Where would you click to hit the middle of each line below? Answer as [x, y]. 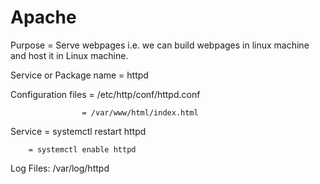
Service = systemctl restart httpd [78, 131]
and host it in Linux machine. [69, 55]
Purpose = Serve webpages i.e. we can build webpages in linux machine [160, 45]
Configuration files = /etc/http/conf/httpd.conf [105, 94]
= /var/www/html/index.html [140, 112]
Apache [43, 17]
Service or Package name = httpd [79, 75]
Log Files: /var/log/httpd [60, 168]
